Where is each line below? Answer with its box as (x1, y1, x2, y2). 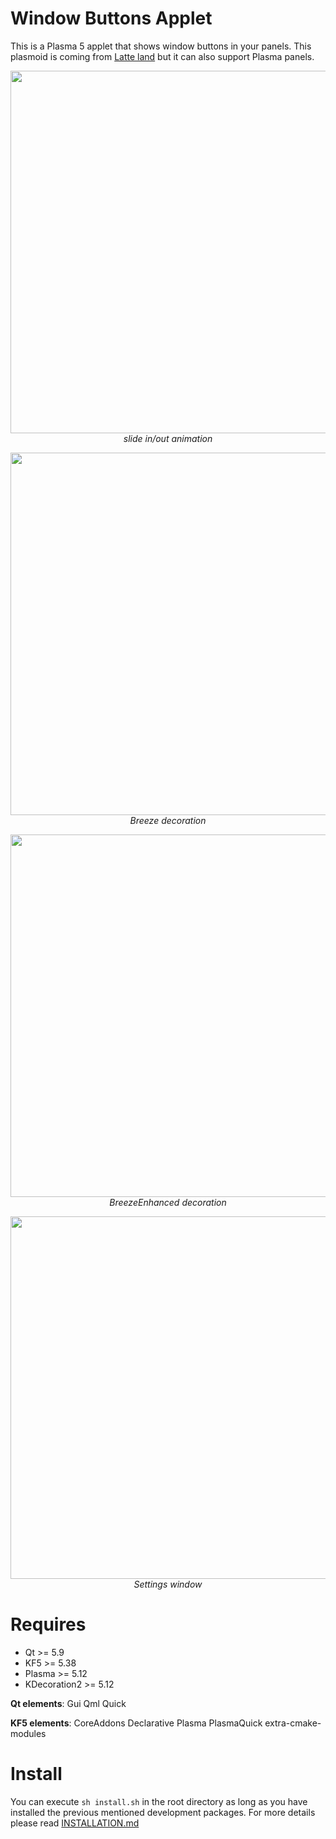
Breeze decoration (129, 814, 207, 826)
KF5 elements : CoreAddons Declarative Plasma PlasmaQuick (10, 1717, 263, 1729)
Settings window (133, 1578, 203, 1590)
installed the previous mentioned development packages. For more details (10, 1806, 316, 1818)
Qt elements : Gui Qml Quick (10, 1697, 127, 1709)
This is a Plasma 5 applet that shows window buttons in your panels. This (10, 40, 312, 52)
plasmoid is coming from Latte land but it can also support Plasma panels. (10, 50, 315, 62)
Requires (10, 1613, 87, 1636)
